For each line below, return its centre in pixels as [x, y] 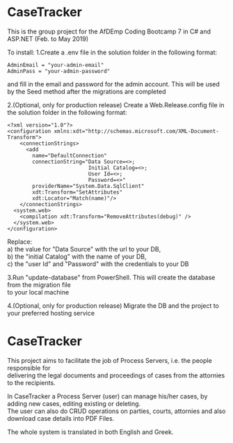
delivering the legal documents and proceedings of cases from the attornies [116, 375]
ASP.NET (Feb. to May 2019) [48, 38]
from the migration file [39, 285]
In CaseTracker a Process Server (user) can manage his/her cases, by [107, 396]
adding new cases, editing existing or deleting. [74, 403]
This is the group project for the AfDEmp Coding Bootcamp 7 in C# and [109, 31]
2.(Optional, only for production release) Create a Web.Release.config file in [116, 104]
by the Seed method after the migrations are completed [87, 91]
